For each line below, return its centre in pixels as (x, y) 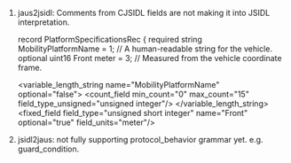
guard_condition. (48, 149)
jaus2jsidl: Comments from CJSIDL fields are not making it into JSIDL (144, 13)
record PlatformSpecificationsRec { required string (110, 39)
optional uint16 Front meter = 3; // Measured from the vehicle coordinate (149, 58)
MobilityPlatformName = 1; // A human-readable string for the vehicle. (145, 49)
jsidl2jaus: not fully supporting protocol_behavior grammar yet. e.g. (140, 140)
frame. (30, 67)
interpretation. (43, 22)
